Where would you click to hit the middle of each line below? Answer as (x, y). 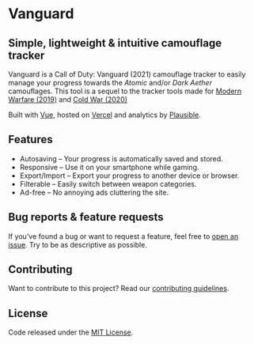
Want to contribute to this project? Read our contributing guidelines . (119, 289)
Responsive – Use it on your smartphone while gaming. (109, 167)
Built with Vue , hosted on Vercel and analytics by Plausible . (105, 115)
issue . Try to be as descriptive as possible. (78, 244)
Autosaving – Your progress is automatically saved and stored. (121, 158)
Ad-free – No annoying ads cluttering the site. (94, 192)
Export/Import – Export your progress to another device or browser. (129, 176)
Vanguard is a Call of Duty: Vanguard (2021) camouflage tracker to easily (127, 74)
